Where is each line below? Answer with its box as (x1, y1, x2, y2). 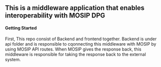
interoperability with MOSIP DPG (5, 12, 105, 20)
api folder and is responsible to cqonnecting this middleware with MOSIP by (5, 41, 157, 47)
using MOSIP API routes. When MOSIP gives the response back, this (5, 46, 142, 52)
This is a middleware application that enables (5, 4, 145, 12)
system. (5, 56, 21, 62)
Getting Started (5, 25, 37, 31)
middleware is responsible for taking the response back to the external (5, 51, 146, 57)
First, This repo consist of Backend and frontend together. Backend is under (5, 36, 157, 42)
